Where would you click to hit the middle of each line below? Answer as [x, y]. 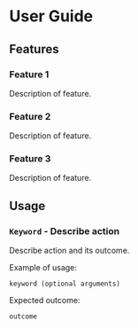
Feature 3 [30, 159]
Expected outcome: [45, 301]
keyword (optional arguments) [65, 284]
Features [34, 49]
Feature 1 [29, 74]
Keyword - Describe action [65, 230]
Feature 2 [30, 116]
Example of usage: [43, 268]
